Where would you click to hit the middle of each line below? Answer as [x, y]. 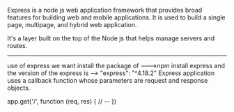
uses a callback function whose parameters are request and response [108, 80]
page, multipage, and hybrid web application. [72, 25]
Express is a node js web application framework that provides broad [105, 10]
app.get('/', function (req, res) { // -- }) [62, 101]
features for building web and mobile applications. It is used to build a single [116, 17]
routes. [17, 46]
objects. [19, 88]
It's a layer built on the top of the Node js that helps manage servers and [111, 38]
